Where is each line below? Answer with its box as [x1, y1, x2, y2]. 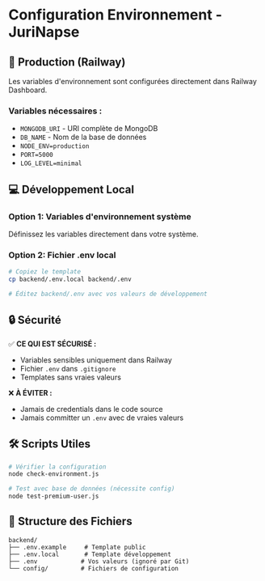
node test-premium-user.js [8, 492, 99, 501]
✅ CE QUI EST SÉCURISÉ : [8, 338, 97, 349]
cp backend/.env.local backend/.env [8, 275, 132, 284]
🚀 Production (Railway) [8, 55, 126, 69]
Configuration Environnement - [8, 6, 223, 24]
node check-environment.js [8, 470, 99, 478]
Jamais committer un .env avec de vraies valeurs [19, 413, 184, 422]
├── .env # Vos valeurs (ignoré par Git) [8, 557, 190, 566]
